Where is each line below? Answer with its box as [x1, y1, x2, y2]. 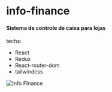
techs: [6, 38, 22, 45]
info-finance [6, 4, 70, 18]
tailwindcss [14, 68, 43, 75]
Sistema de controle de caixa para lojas [6, 24, 106, 31]
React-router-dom [14, 62, 60, 69]
